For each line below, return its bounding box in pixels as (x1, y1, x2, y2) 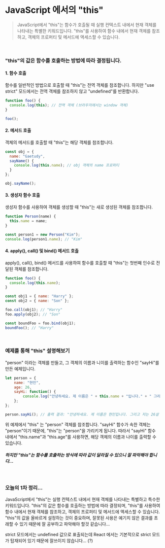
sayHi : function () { (14, 389, 56, 394)
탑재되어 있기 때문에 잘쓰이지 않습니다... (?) (10, 538, 93, 544)
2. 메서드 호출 (5, 128, 32, 134)
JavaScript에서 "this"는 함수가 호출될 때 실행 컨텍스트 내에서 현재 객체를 (17, 22, 157, 28)
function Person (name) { (5, 214, 56, 219)
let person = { (5, 376, 36, 380)
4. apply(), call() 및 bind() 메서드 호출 (5, 248, 79, 254)
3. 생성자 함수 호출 (5, 192, 40, 198)
